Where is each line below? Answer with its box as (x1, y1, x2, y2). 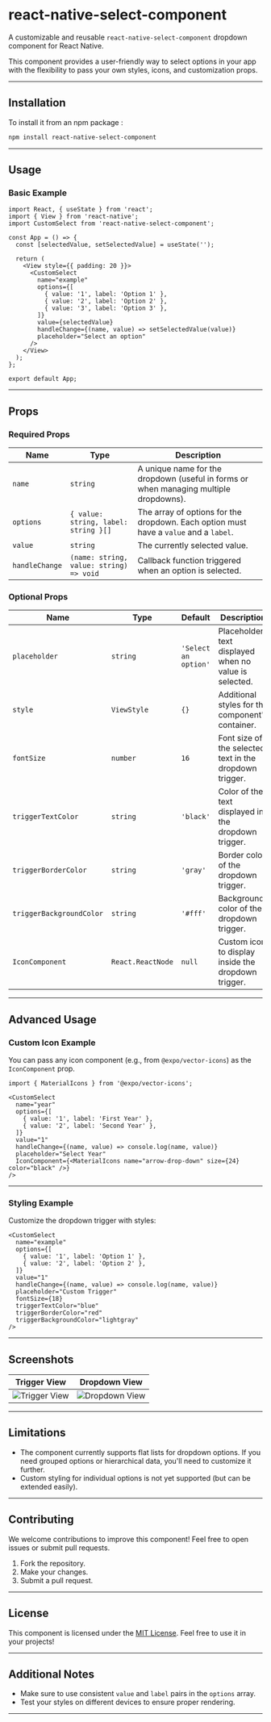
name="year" (15, 1100, 56, 1109)
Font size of (218, 733, 263, 744)
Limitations (8, 1426, 66, 1440)
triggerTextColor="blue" (15, 1302, 99, 1310)
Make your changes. (19, 1567, 89, 1577)
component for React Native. (8, 40, 104, 50)
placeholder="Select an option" (37, 332, 147, 341)
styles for (218, 700, 254, 711)
